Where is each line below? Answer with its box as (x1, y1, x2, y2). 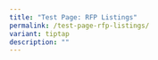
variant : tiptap (9, 29, 70, 38)
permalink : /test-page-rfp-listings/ (9, 21, 150, 30)
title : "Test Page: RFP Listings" (9, 12, 138, 22)
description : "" (9, 37, 70, 47)
